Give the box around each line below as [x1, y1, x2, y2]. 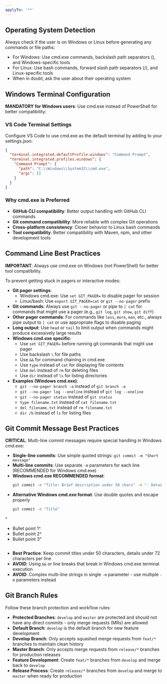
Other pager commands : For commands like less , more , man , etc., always [12, 314, 162, 320]
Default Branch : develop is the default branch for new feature [12, 625, 139, 631]
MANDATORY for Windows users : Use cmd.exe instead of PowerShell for [5, 103, 158, 109]
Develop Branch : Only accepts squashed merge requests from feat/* [12, 635, 156, 641]
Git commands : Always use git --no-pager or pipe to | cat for [12, 303, 142, 309]
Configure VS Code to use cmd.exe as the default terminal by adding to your [5, 132, 162, 138]
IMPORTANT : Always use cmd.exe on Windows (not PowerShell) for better [5, 263, 159, 269]
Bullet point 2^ [12, 531, 42, 537]
